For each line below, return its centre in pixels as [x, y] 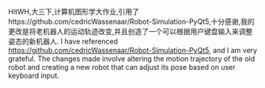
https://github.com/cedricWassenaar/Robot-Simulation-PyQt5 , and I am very [133, 50]
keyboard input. [34, 75]
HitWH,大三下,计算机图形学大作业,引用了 [74, 11]
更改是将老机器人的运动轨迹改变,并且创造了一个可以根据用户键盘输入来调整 [131, 31]
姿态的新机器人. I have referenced [63, 41]
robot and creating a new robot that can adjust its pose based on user [122, 67]
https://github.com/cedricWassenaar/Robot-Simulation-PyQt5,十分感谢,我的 [131, 21]
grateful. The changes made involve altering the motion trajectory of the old [132, 59]
